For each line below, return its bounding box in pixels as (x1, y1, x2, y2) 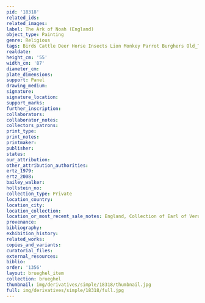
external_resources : (6, 253, 59, 260)
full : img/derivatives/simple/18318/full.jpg (6, 287, 124, 293)
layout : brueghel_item (6, 270, 64, 277)
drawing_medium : (6, 83, 48, 89)
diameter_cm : (6, 65, 40, 72)
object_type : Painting (6, 32, 64, 38)
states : (6, 151, 26, 157)
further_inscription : (6, 105, 62, 112)
